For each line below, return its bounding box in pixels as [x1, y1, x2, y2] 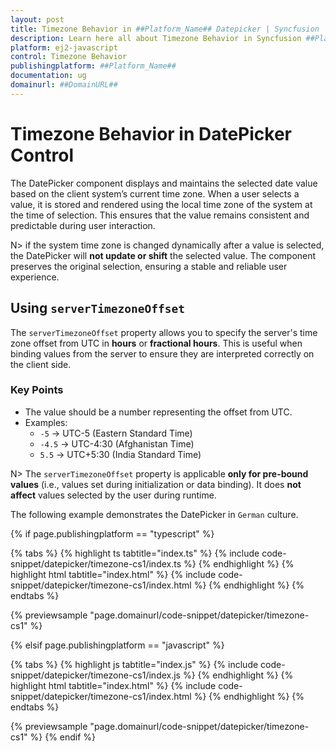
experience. [10, 271, 60, 283]
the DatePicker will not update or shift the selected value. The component [10, 249, 317, 261]
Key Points [10, 383, 64, 397]
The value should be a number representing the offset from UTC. [24, 406, 293, 418]
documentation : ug [10, 71, 87, 81]
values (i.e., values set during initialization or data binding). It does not [10, 478, 302, 490]
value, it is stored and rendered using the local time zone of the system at [10, 198, 313, 210]
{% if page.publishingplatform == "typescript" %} [10, 527, 215, 540]
